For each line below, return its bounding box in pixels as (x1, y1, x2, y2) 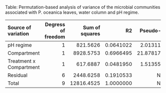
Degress (45, 21, 65, 28)
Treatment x (7, 58, 36, 64)
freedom (44, 33, 65, 40)
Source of (7, 24, 31, 31)
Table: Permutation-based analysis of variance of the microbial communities (5, 4, 161, 10)
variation (7, 31, 29, 37)
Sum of (83, 24, 100, 31)
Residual (7, 72, 28, 78)
